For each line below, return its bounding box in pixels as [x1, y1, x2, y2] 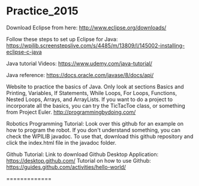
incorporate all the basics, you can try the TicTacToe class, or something [6, 102, 186, 109]
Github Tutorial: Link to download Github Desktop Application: [6, 151, 159, 158]
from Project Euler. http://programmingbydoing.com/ [6, 108, 136, 115]
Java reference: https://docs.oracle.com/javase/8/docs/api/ [6, 71, 154, 78]
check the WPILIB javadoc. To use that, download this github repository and [6, 133, 194, 140]
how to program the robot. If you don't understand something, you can [6, 126, 181, 133]
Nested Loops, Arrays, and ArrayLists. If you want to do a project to [6, 96, 173, 103]
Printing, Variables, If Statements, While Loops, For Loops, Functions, [6, 89, 177, 96]
